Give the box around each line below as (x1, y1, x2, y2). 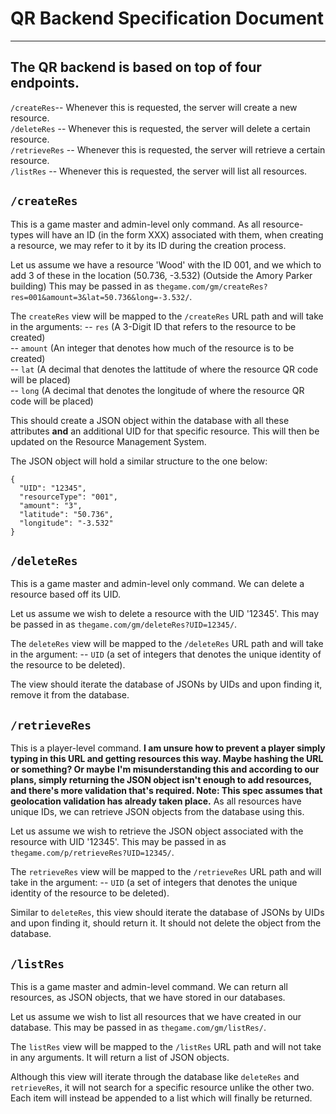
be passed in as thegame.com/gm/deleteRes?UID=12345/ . (10, 618, 238, 631)
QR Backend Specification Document (10, 7, 325, 30)
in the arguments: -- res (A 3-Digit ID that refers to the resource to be (10, 320, 297, 332)
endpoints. (10, 75, 80, 92)
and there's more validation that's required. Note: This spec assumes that (10, 785, 323, 797)
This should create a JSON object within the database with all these (10, 414, 290, 426)
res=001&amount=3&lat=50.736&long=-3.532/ (10, 292, 190, 302)
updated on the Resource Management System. (10, 435, 207, 447)
